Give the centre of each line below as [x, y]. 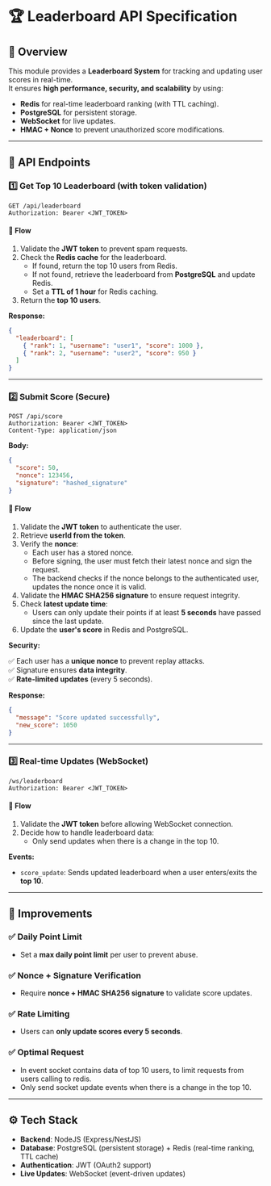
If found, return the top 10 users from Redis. [104, 266]
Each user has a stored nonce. [83, 553]
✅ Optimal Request [46, 1053]
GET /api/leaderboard [45, 206]
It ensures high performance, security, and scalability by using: [116, 88]
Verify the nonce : [49, 544]
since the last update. [68, 621]
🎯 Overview [38, 51]
